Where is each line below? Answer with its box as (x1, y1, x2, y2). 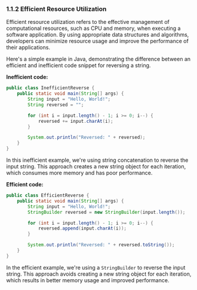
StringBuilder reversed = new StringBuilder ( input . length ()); (27, 209, 186, 215)
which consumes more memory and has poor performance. (6, 170, 153, 177)
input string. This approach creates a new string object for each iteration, (6, 163, 186, 170)
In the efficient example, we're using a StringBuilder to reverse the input (6, 264, 186, 271)
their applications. (6, 44, 51, 51)
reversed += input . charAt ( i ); (38, 118, 113, 124)
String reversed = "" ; (27, 101, 84, 108)
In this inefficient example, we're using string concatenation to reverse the (6, 156, 189, 164)
